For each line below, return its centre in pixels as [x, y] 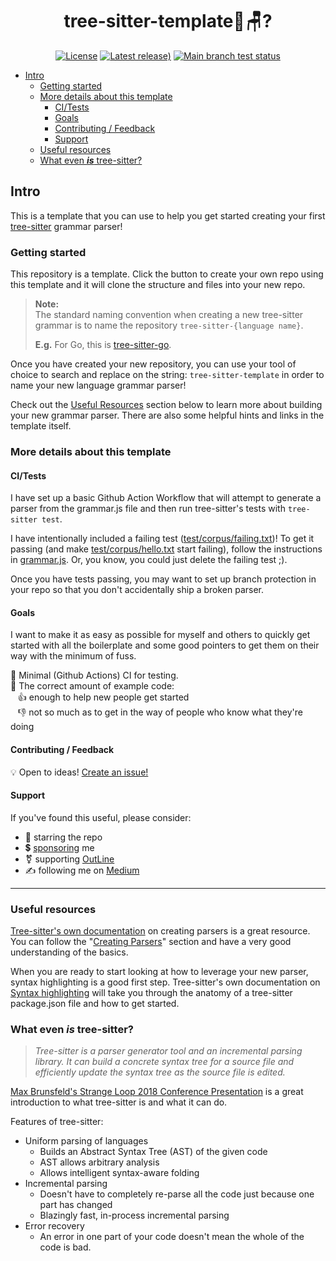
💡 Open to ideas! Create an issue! [79, 772]
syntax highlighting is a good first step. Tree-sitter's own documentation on [165, 982]
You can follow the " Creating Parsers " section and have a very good [151, 942]
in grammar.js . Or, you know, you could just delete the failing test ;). [149, 560]
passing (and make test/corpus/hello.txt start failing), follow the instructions [166, 549]
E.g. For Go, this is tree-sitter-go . [103, 345]
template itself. [41, 426]
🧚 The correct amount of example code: [92, 686]
